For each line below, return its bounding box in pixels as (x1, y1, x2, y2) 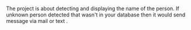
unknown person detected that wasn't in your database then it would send (6, 11, 186, 18)
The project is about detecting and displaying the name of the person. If (6, 5, 180, 12)
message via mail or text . (6, 18, 69, 24)
